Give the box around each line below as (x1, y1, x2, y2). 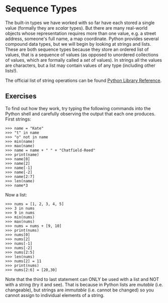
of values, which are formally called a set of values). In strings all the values (5, 57, 162, 63)
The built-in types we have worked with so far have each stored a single (5, 20, 155, 26)
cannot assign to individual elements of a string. (5, 292, 105, 298)
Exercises (5, 92, 37, 100)
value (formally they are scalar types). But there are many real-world (5, 25, 147, 31)
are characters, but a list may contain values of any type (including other (5, 62, 156, 68)
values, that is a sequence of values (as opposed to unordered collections (5, 51, 158, 58)
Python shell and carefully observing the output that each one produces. (5, 111, 156, 117)
